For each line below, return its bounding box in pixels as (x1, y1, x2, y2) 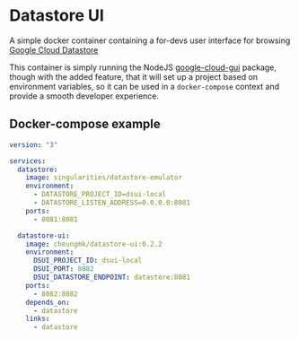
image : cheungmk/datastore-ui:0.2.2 (25, 239, 163, 248)
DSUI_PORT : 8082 (32, 265, 94, 274)
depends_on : (25, 298, 70, 307)
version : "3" (9, 140, 58, 149)
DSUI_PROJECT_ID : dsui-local (32, 256, 143, 265)
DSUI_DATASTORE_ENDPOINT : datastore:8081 (32, 273, 191, 282)
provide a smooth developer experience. (9, 91, 160, 101)
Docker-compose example (9, 117, 162, 132)
